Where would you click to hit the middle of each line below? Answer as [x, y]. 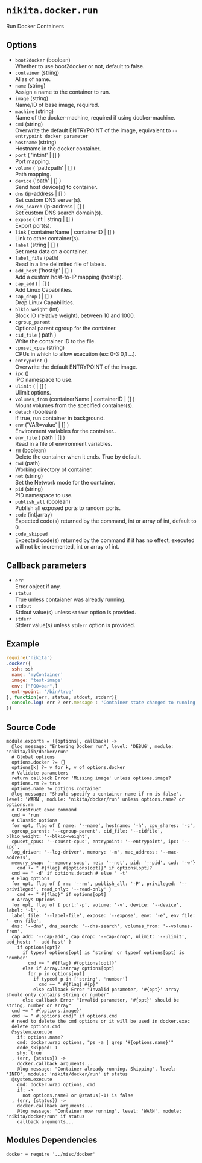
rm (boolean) [30, 450]
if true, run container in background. [60, 418]
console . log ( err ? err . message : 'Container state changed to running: [105, 703]
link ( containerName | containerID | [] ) [65, 232]
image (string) [32, 98]
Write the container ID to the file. [55, 341]
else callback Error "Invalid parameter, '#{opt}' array [106, 990]
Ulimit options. [33, 392]
